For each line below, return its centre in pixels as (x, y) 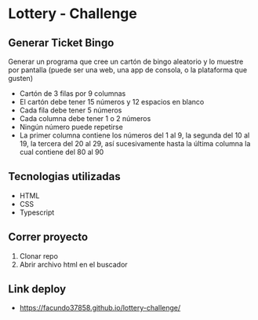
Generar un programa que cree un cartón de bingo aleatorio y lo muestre (126, 61)
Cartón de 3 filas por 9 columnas (73, 94)
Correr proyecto (48, 237)
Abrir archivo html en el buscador (73, 264)
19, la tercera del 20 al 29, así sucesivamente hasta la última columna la (135, 143)
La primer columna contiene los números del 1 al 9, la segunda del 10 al (134, 135)
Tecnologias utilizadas (64, 177)
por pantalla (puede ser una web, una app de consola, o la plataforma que (128, 70)
